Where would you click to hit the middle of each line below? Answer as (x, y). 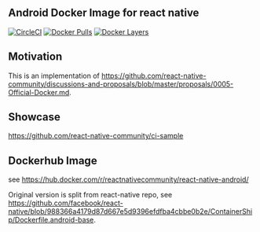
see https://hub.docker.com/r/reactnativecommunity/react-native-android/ (128, 179)
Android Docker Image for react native (104, 13)
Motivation (35, 57)
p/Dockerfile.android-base (51, 220)
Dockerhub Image (53, 160)
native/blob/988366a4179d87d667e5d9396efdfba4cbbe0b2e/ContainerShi (130, 212)
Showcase (35, 117)
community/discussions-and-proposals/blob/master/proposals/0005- (121, 84)
